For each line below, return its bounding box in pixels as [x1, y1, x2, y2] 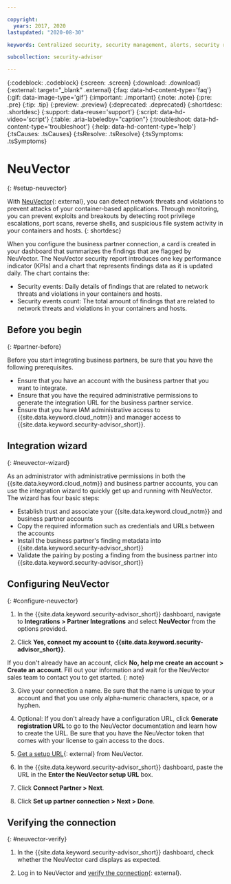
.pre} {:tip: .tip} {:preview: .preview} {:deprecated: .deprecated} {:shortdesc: [7, 100, 222, 109]
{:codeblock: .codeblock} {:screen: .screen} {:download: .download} [7, 78, 201, 87]
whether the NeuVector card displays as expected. [16, 856, 162, 864]
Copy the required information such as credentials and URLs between [16, 521, 215, 530]
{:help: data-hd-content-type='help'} [91, 122, 197, 131]
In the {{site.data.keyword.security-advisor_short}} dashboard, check [16, 848, 214, 856]
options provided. [16, 624, 67, 633]
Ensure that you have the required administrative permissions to [16, 391, 198, 399]
